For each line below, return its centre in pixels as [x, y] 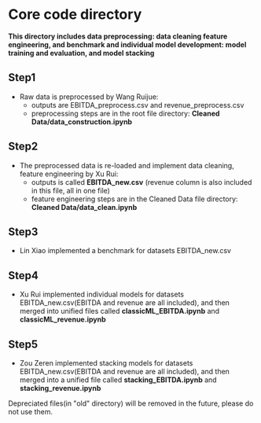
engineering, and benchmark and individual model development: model [127, 44]
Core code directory [75, 15]
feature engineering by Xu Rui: [69, 174]
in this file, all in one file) [70, 190]
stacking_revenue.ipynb [60, 388]
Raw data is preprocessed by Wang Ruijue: [89, 97]
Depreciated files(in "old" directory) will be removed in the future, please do [131, 403]
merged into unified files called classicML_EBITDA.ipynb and [119, 311]
